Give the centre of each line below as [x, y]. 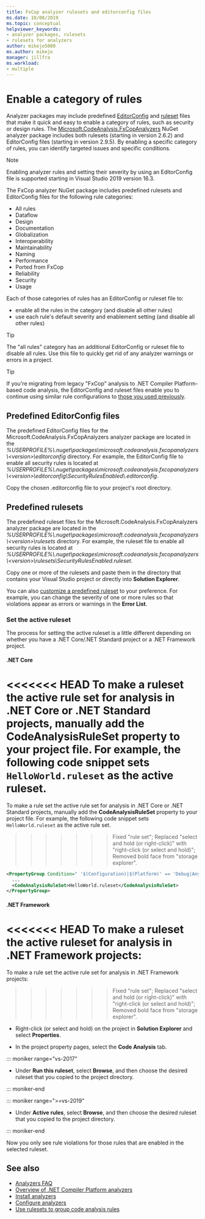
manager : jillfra [28, 57]
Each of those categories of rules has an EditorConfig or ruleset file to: [95, 298]
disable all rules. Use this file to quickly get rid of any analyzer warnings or [100, 353]
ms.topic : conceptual [34, 23]
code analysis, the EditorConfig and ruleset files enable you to [102, 390]
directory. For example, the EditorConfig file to [125, 456]
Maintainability [34, 247]
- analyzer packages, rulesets [46, 35]
